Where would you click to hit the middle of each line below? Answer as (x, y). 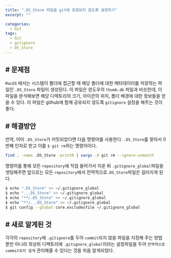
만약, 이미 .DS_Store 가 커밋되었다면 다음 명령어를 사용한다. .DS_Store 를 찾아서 (84, 139)
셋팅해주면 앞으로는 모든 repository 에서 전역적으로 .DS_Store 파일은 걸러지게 (82, 172)
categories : (18, 24)
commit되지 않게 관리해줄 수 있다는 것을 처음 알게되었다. (60, 250)
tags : (11, 34)
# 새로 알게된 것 (29, 225)
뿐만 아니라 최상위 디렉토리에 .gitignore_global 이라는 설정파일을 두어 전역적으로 (85, 244)
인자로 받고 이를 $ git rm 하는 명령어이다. (56, 146)
